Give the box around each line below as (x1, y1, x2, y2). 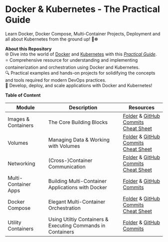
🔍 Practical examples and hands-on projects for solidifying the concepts (5, 70, 155, 76)
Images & (7, 115, 30, 122)
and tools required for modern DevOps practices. (5, 77, 106, 83)
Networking (7, 160, 35, 167)
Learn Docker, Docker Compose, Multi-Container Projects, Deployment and (5, 31, 161, 37)
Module (16, 104, 35, 111)
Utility (7, 219, 21, 226)
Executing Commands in (48, 222, 106, 229)
